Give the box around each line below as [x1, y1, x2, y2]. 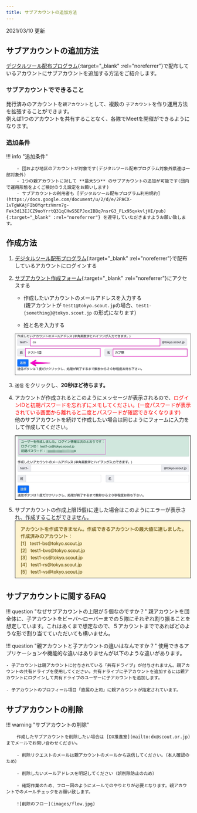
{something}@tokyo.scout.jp [23, 310, 92, 316]
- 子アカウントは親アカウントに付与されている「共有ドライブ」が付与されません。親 [6, 663, 182, 669]
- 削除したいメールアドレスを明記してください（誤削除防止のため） [16, 770, 157, 777]
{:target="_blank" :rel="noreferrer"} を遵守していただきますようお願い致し [6, 215, 182, 221]
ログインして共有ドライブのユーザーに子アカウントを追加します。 [28, 675, 163, 681]
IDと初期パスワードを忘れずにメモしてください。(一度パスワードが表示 [19, 401, 191, 408]
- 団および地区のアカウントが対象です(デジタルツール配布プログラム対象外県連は [16, 166, 186, 172]
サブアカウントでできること [6, 86, 84, 94]
